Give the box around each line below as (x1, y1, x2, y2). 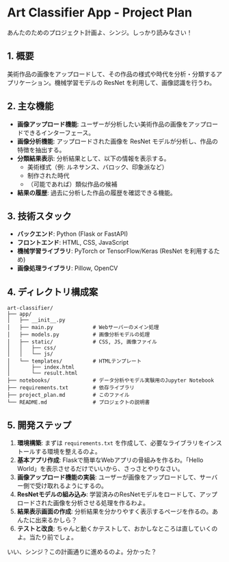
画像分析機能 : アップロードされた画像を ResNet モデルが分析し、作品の (16, 137, 219, 145)
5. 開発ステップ (7, 419, 72, 431)
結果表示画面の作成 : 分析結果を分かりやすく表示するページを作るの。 (16, 507, 213, 515)
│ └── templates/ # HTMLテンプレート (7, 358, 142, 365)
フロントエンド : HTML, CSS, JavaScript (16, 239, 129, 247)
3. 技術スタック (7, 210, 72, 222)
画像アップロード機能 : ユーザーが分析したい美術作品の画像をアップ (16, 120, 206, 128)
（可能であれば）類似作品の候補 (27, 180, 118, 188)
